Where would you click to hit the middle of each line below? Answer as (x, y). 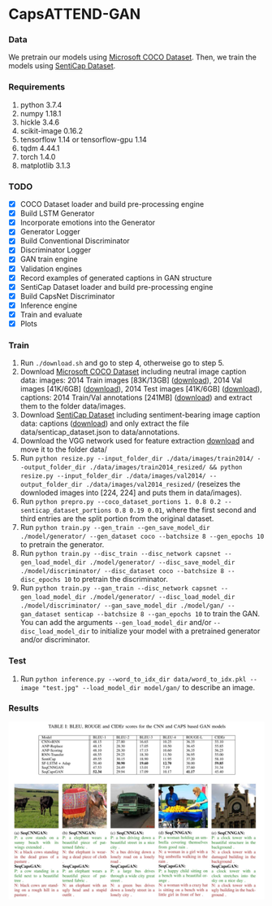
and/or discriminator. (55, 640)
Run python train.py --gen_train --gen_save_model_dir (115, 527)
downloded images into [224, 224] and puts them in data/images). (131, 492)
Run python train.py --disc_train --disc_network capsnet (121, 554)
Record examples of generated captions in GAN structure (116, 278)
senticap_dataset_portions (66, 511)
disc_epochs (40, 580)
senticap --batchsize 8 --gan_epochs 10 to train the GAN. (162, 614)
